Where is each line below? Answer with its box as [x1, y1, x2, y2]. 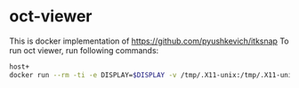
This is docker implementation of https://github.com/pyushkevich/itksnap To [9, 36, 289, 46]
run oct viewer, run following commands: [9, 44, 159, 55]
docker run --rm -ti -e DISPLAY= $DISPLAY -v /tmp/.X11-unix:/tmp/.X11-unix [9, 70, 296, 79]
